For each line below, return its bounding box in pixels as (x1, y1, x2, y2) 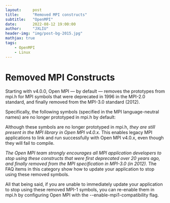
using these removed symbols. (5, 172, 70, 178)
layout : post (5, 7, 42, 13)
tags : (5, 40, 17, 46)
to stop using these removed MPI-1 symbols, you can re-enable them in (5, 187, 155, 193)
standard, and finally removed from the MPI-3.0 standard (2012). (5, 99, 141, 105)
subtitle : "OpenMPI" (5, 17, 53, 22)
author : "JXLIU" (5, 26, 49, 31)
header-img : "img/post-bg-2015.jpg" (5, 31, 83, 36)
